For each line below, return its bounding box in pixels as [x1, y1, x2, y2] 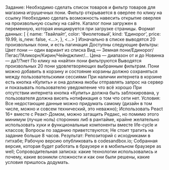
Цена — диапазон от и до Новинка [90, 52, 164, 58]
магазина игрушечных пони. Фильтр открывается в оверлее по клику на [5, 10, 162, 16]
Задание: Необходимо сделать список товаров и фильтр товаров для [5, 5, 155, 10]
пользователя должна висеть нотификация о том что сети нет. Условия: [5, 95, 160, 101]
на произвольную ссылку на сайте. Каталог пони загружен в [5, 20, 137, 26]
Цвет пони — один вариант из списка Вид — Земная [5, 47, 119, 53]
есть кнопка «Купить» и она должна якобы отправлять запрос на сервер [5, 79, 163, 85]
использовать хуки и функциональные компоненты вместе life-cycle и [5, 122, 157, 128]
